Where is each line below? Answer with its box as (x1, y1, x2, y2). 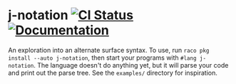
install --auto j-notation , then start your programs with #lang (8, 53, 197, 62)
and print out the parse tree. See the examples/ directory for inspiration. (8, 68, 218, 77)
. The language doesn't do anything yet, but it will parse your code (34, 61, 229, 69)
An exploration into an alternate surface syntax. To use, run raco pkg (8, 46, 210, 54)
